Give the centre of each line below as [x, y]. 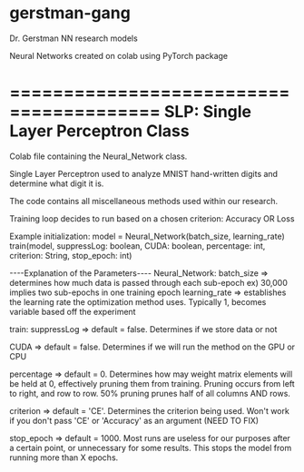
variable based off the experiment [73, 311]
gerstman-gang [70, 13]
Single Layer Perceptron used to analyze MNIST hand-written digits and [144, 173]
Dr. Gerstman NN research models [74, 38]
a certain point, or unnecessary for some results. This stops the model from [151, 447]
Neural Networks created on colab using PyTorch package [119, 55]
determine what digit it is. [57, 183]
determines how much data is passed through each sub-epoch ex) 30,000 [149, 282]
